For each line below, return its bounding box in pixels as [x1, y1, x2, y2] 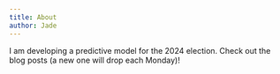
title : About [9, 12, 57, 22]
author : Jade [9, 21, 57, 30]
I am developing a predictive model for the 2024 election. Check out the [9, 45, 271, 55]
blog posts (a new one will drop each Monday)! [9, 55, 181, 65]
